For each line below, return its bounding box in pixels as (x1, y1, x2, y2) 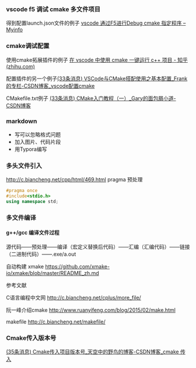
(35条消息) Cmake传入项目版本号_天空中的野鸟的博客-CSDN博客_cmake (6, 348, 179, 355)
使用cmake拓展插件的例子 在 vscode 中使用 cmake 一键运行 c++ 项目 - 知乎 (6, 56, 188, 63)
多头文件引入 (6, 161, 43, 170)
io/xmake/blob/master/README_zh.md (6, 269, 99, 276)
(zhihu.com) (6, 63, 35, 70)
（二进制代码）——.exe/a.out (6, 250, 76, 257)
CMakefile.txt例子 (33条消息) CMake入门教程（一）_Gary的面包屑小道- (6, 95, 176, 102)
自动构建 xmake (6, 263, 44, 270)
